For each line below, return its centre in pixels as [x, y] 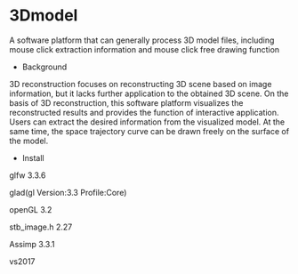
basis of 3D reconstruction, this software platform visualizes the [126, 102]
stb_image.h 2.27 [41, 227]
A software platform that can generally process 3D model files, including [142, 40]
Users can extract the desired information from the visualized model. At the [147, 122]
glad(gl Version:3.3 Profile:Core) [68, 192]
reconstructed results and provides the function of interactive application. [144, 112]
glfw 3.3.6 [28, 175]
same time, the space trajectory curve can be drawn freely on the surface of [149, 131]
